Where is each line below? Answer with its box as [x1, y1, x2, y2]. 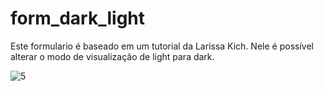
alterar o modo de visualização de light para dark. [10, 50, 215, 62]
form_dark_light [10, 7, 146, 30]
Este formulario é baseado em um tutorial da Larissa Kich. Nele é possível [10, 40, 314, 52]
